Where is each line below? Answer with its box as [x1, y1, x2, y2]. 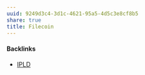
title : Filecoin [6, 23, 54, 30]
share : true [6, 17, 41, 24]
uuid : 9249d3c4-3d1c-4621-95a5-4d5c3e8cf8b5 [6, 10, 139, 17]
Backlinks [6, 44, 36, 53]
